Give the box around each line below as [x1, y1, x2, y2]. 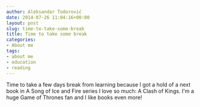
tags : [6, 48, 20, 54]
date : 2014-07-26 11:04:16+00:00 [6, 14, 90, 20]
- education [6, 59, 36, 65]
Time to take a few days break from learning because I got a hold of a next [6, 81, 191, 88]
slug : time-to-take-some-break [6, 25, 85, 32]
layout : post [6, 20, 39, 26]
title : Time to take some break [6, 31, 87, 37]
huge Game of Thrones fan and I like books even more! [6, 94, 142, 101]
